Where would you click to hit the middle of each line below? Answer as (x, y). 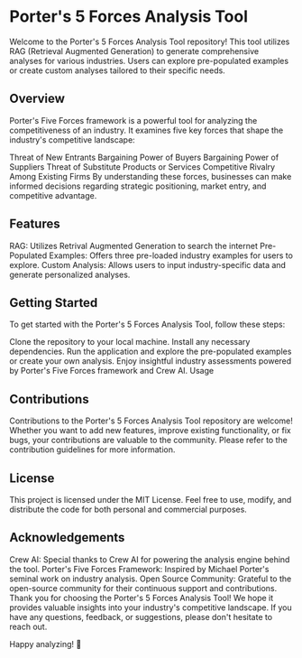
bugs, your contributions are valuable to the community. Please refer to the (149, 440)
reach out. (28, 626)
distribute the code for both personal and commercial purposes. (128, 509)
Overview (37, 99)
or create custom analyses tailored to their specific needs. (117, 70)
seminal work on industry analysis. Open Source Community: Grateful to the (151, 579)
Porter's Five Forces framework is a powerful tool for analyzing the (133, 120)
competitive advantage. (53, 195)
